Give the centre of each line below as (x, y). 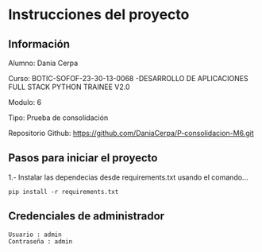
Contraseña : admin (40, 241)
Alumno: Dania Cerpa (43, 63)
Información (39, 44)
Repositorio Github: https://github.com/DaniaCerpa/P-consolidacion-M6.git (131, 133)
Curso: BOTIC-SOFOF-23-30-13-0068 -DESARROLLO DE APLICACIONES (128, 78)
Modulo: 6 (25, 102)
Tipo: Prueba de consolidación (58, 118)
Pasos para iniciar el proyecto (83, 158)
